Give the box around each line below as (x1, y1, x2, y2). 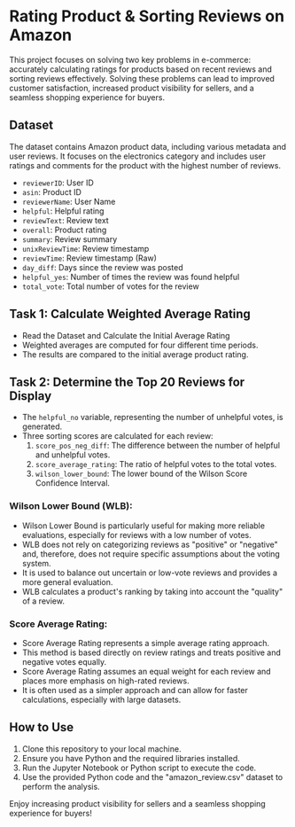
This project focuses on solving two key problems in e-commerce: (9, 54, 251, 65)
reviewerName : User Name (21, 196, 116, 207)
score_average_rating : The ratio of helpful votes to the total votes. (35, 459, 277, 470)
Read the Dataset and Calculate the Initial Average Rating (21, 330, 230, 340)
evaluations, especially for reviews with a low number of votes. (21, 529, 252, 540)
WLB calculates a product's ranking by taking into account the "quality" (21, 586, 283, 597)
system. (21, 558, 51, 568)
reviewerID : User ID (21, 177, 95, 188)
